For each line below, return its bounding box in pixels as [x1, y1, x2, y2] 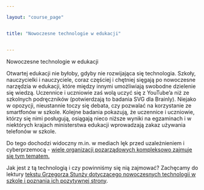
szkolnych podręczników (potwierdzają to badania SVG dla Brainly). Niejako [6, 95, 197, 103]
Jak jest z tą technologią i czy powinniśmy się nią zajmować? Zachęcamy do [6, 164, 199, 171]
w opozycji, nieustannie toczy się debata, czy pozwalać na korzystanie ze [6, 101, 192, 109]
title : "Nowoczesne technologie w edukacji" [6, 30, 121, 36]
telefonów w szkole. [6, 127, 57, 135]
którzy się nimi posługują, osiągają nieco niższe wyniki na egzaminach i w [6, 115, 192, 122]
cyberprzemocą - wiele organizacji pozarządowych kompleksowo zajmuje [6, 146, 192, 153]
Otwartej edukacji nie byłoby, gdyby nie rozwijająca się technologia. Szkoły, [6, 69, 196, 76]
